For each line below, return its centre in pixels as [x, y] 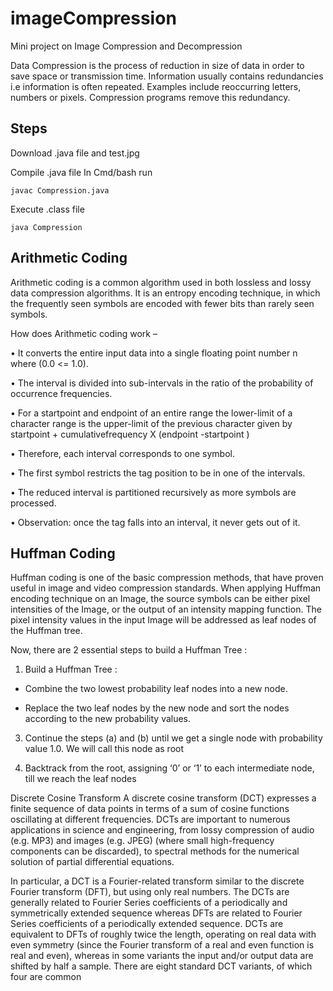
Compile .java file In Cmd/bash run [81, 172]
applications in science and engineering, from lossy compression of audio [162, 830]
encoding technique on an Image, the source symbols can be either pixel [160, 599]
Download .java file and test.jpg [75, 153]
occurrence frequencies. [61, 393]
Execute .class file [47, 209]
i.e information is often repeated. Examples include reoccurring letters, [156, 86]
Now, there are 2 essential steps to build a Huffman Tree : [129, 650]
